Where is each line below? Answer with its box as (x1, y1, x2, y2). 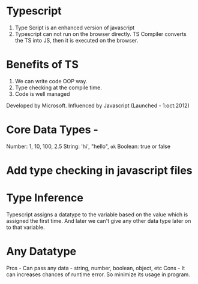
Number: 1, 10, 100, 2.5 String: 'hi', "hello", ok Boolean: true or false (6, 143, 171, 150)
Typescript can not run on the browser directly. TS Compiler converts (14, 30, 187, 37)
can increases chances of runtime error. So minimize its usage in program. (6, 271, 190, 278)
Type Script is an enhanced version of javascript (14, 24, 135, 31)
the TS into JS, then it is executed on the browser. (14, 37, 139, 44)
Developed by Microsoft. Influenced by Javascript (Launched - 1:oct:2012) (6, 102, 190, 109)
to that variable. (6, 223, 45, 231)
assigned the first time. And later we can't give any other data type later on (6, 217, 191, 224)
